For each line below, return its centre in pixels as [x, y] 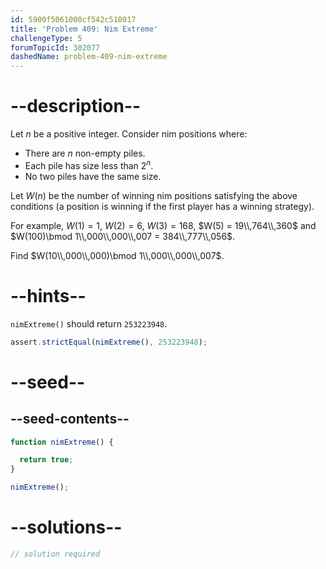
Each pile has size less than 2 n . [89, 164]
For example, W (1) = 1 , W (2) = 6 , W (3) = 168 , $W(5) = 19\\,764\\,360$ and [163, 225]
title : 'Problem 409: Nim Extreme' [84, 29]
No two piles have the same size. [93, 176]
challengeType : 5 [46, 38]
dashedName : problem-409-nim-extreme [89, 57]
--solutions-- [66, 527]
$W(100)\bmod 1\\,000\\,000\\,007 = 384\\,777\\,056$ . [123, 236]
